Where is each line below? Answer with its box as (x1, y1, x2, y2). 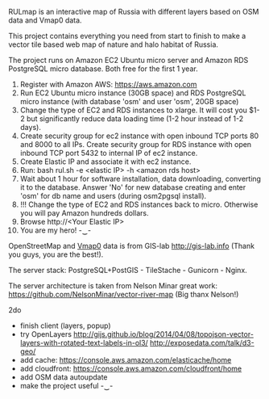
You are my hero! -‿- (19, 225, 91, 235)
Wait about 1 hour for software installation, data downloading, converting (19, 174, 262, 183)
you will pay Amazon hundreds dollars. (19, 208, 149, 217)
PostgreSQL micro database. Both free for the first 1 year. (8, 64, 199, 73)
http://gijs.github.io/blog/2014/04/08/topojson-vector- (73, 330, 254, 338)
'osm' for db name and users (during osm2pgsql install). (19, 191, 207, 200)
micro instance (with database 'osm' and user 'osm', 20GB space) (19, 97, 239, 106)
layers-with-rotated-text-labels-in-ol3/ (19, 338, 149, 347)
